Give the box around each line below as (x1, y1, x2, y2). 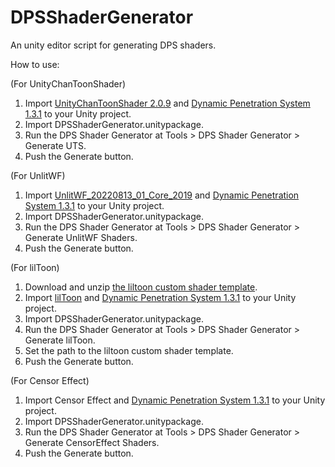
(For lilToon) (10, 261, 60, 273)
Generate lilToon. (24, 334, 96, 346)
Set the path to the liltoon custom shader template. (24, 344, 234, 356)
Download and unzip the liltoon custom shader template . (24, 281, 258, 293)
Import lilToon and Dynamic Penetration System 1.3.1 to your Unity (24, 291, 297, 303)
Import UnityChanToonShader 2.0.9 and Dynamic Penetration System (24, 97, 311, 109)
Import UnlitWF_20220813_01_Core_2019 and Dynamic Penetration (24, 189, 300, 201)
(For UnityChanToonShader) (10, 77, 127, 90)
